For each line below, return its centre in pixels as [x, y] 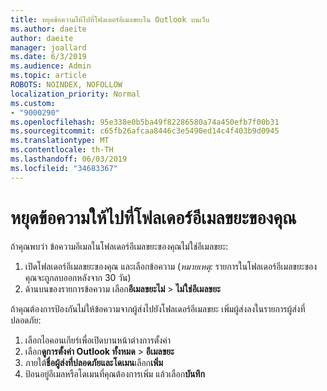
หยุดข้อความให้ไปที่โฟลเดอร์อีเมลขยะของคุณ [153, 217]
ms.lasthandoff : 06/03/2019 [69, 159]
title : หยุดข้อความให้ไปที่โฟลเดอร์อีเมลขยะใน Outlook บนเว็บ [110, 19]
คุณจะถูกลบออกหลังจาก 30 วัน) [78, 277]
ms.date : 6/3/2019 [48, 57]
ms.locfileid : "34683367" [64, 168]
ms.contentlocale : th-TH [62, 150]
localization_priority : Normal [75, 94]
